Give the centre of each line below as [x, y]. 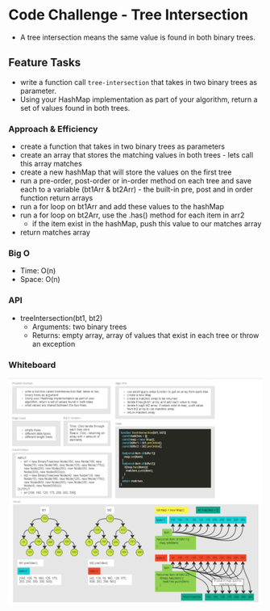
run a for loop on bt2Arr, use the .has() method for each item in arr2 [132, 215]
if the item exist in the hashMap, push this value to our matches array [147, 224]
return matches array [55, 233]
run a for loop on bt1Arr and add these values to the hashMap [122, 207]
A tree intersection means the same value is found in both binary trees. [138, 37]
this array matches [51, 164]
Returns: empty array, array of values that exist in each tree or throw [145, 335]
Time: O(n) [38, 271]
